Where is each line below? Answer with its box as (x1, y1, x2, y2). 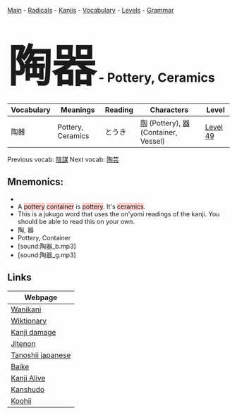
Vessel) (140, 136, 166, 146)
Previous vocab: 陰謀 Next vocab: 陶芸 (7, 155, 119, 163)
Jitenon (11, 338, 36, 348)
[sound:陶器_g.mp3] (17, 250, 76, 259)
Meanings (61, 105, 95, 115)
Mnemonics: (7, 176, 64, 188)
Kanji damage (11, 327, 56, 337)
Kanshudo (11, 384, 44, 394)
